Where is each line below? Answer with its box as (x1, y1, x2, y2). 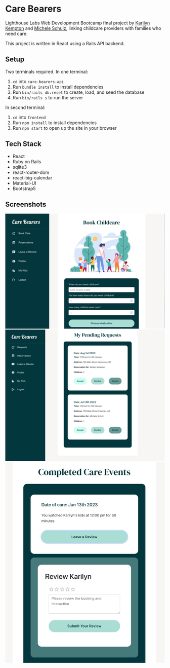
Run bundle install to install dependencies (12, 84, 104, 90)
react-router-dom (12, 169, 50, 175)
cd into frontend (12, 114, 46, 120)
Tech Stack (5, 140, 41, 149)
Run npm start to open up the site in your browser (12, 125, 117, 131)
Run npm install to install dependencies (12, 120, 97, 126)
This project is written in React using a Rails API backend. (5, 40, 125, 46)
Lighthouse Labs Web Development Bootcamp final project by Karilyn (5, 20, 150, 26)
